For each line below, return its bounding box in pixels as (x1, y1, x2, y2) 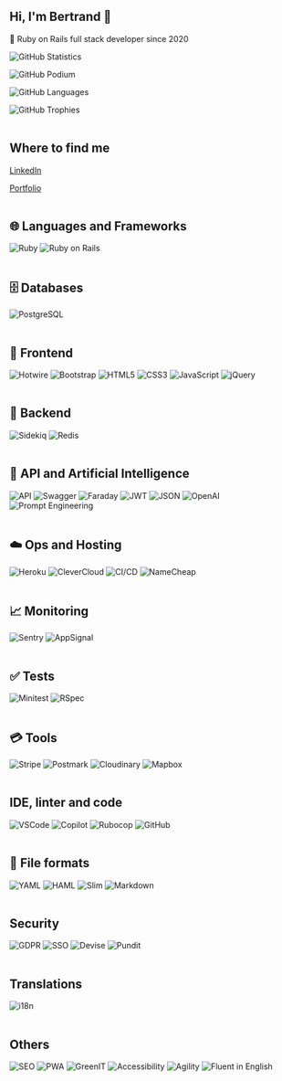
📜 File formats (9, 855, 90, 871)
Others (9, 1036, 50, 1052)
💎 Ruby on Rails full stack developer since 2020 (9, 33, 189, 44)
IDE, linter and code (9, 795, 123, 811)
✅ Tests (9, 668, 55, 684)
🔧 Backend (9, 406, 71, 421)
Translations (9, 976, 83, 991)
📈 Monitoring (9, 603, 89, 619)
